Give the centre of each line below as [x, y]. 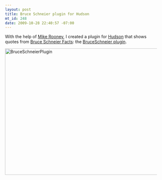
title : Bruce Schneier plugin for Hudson [47, 14]
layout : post [18, 9]
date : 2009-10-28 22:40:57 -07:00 [40, 23]
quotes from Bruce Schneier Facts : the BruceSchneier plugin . [66, 42]
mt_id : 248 [16, 18]
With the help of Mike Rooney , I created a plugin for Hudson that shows [76, 37]
